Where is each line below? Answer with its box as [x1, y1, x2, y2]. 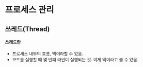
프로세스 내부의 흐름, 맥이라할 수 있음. [12, 51, 83, 56]
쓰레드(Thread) [5, 25, 50, 33]
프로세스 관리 [5, 4, 54, 15]
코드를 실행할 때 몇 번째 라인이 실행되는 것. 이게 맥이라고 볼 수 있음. [12, 56, 139, 62]
